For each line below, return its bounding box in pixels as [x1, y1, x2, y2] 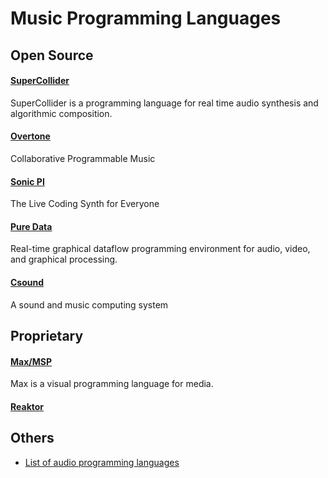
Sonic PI [10, 175, 45, 187]
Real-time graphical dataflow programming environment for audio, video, [10, 243, 311, 255]
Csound [10, 276, 45, 288]
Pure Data [10, 220, 53, 232]
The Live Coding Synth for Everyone [10, 198, 160, 210]
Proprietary [10, 327, 84, 344]
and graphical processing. [10, 253, 118, 266]
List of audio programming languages [24, 456, 180, 468]
